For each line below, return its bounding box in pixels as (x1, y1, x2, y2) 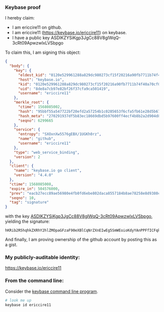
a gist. (5, 242, 18, 248)
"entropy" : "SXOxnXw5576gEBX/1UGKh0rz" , (18, 132, 102, 137)
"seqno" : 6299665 (18, 118, 54, 123)
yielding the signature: (5, 219, 50, 224)
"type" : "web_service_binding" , (14, 150, 80, 155)
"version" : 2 (14, 155, 41, 159)
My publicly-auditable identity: (5, 254, 81, 261)
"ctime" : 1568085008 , (9, 181, 54, 187)
